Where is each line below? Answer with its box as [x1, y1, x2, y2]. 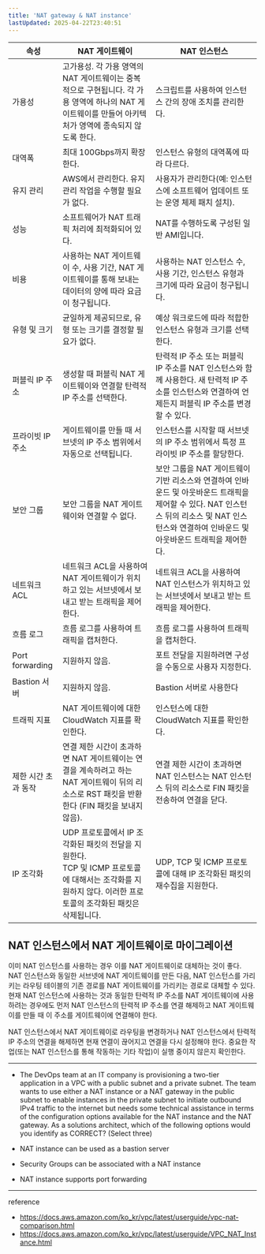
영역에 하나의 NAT [72, 96, 136, 107]
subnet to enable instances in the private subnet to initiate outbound [19, 1095, 242, 1105]
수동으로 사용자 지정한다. [164, 661, 252, 672]
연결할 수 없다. [86, 510, 136, 521]
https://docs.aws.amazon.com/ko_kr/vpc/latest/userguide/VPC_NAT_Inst [19, 1230, 257, 1239]
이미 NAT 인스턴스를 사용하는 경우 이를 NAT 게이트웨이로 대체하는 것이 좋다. [8, 961, 242, 971]
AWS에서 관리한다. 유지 [62, 173, 145, 184]
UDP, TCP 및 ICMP [155, 857, 224, 868]
